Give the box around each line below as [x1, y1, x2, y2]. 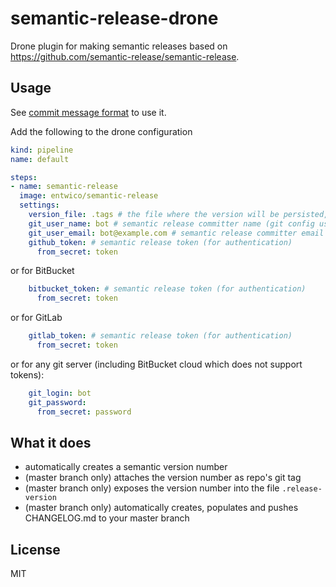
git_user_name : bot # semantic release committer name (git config [28, 218, 315, 229]
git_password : [28, 397, 87, 407]
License [10, 541, 61, 558]
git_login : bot [28, 388, 92, 398]
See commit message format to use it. [10, 106, 167, 118]
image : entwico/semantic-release [19, 191, 159, 201]
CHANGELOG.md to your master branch [24, 512, 190, 524]
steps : [10, 172, 38, 182]
